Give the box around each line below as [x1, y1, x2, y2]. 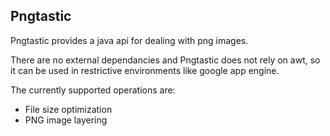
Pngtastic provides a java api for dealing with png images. [10, 34, 249, 46]
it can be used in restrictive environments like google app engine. [10, 64, 280, 76]
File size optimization [24, 103, 113, 115]
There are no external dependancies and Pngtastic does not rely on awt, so [10, 54, 321, 66]
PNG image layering [24, 114, 108, 126]
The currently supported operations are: [10, 84, 176, 96]
